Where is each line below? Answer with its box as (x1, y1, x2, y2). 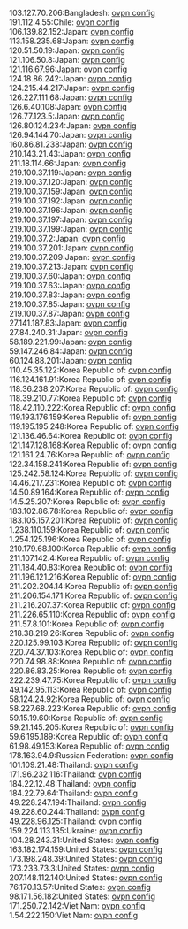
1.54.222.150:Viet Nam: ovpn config (9, 910, 139, 920)
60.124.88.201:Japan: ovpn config (9, 356, 132, 365)
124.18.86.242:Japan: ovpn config (9, 73, 132, 83)
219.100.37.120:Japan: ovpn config (9, 177, 134, 187)
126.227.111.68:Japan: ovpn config (9, 92, 132, 103)
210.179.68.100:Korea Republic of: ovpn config (9, 543, 177, 554)
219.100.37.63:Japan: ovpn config (9, 280, 131, 290)
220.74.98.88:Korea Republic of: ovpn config (9, 656, 172, 666)
